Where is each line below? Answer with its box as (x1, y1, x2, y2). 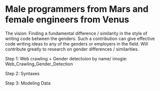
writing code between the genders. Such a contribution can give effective (5, 36, 155, 42)
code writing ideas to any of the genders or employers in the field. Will (5, 41, 148, 46)
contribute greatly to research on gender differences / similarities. (5, 46, 139, 52)
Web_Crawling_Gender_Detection (5, 61, 73, 67)
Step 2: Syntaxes (5, 70, 40, 76)
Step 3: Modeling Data (5, 80, 51, 86)
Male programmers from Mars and (5, 3, 149, 15)
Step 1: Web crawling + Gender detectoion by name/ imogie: (5, 55, 127, 61)
